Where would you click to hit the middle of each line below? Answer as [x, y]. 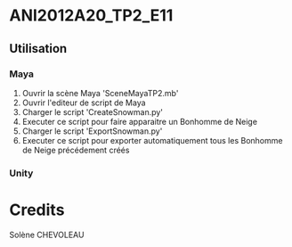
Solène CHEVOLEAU [47, 235]
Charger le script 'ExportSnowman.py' [92, 131]
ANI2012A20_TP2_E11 [91, 16]
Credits [37, 210]
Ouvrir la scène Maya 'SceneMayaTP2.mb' [100, 93]
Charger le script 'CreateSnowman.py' [92, 111]
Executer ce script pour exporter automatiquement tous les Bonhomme [152, 140]
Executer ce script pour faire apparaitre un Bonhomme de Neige [140, 121]
